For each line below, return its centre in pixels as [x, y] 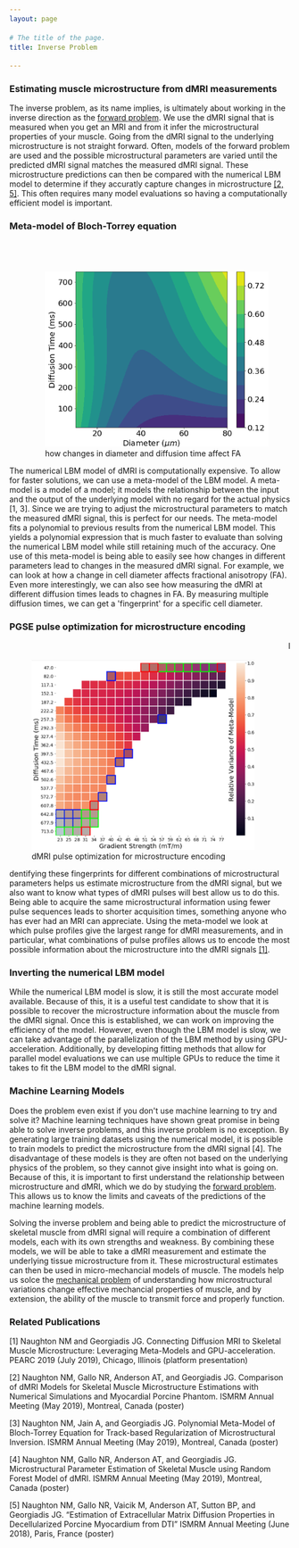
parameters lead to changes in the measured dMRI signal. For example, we [147, 565]
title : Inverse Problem [54, 47]
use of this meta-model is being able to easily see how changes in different [147, 556]
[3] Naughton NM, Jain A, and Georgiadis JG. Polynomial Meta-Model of [142, 1423]
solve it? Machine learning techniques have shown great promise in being [145, 1119]
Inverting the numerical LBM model [87, 973]
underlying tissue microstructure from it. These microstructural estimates [144, 1261]
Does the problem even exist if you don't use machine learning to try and [143, 1111]
